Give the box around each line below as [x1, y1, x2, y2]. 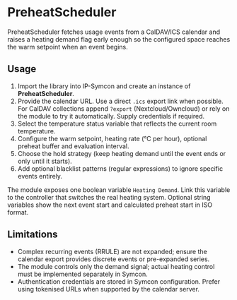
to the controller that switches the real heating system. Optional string [7, 193, 211, 201]
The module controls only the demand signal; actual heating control [17, 262, 215, 270]
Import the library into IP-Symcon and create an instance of [17, 82, 191, 90]
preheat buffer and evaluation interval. [17, 142, 129, 150]
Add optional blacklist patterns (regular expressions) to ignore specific [17, 164, 224, 173]
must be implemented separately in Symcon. [17, 270, 149, 278]
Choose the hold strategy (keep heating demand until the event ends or [17, 149, 226, 157]
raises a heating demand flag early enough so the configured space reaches [7, 35, 231, 43]
